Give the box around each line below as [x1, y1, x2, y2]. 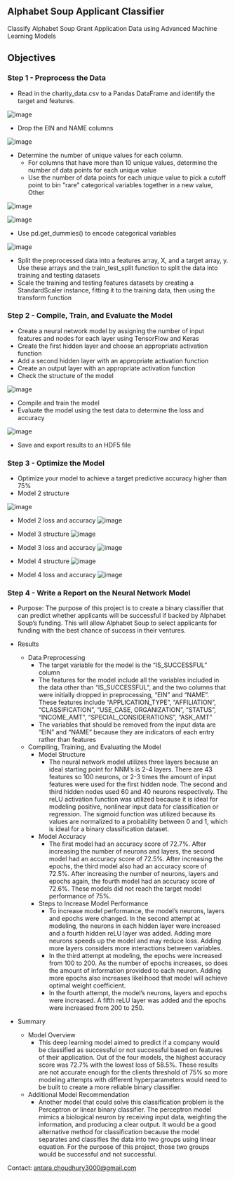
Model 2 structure [17, 489, 69, 497]
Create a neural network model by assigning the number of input [17, 326, 205, 335]
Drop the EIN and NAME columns [17, 123, 114, 132]
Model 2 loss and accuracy [17, 516, 96, 525]
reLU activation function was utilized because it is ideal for [48, 795, 218, 804]
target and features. [17, 96, 75, 105]
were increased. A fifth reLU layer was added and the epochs [48, 996, 227, 1005]
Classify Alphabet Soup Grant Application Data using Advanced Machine [7, 24, 217, 32]
